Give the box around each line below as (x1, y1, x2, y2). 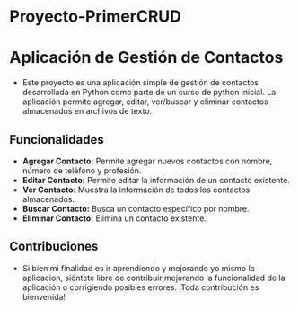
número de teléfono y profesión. (22, 164, 142, 176)
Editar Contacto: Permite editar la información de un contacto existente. (22, 174, 290, 185)
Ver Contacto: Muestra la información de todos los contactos (22, 184, 251, 195)
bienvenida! (22, 291, 66, 302)
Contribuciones (9, 239, 99, 254)
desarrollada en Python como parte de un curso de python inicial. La (22, 87, 277, 98)
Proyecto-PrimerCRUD (9, 6, 181, 27)
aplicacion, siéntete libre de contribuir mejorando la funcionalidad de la (22, 272, 286, 283)
